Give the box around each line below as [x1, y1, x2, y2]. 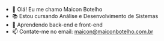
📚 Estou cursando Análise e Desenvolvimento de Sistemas [11, 13, 159, 19]
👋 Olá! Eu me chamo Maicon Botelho [11, 6, 103, 13]
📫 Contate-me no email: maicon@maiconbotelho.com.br [11, 28, 154, 35]
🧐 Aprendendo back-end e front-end [11, 21, 103, 28]
